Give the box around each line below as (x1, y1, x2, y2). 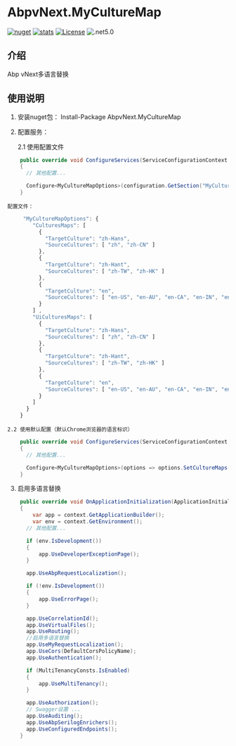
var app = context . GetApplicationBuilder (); (32, 512, 165, 519)
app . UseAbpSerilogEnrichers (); (25, 719, 118, 726)
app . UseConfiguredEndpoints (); (25, 726, 118, 733)
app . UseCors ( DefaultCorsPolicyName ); (25, 648, 137, 655)
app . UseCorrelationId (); (25, 615, 99, 622)
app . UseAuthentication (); (25, 654, 102, 661)
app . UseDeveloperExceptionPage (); (38, 551, 140, 558)
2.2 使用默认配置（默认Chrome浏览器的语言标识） (7, 426, 133, 434)
